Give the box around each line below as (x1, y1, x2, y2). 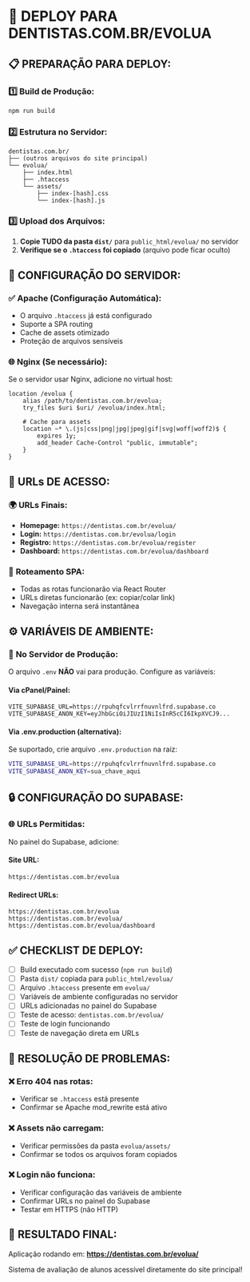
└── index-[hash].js (37, 196, 105, 205)
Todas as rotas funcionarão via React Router (19, 584, 166, 594)
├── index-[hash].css (37, 190, 109, 198)
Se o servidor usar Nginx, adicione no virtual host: (8, 374, 173, 384)
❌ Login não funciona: (8, 1169, 96, 1180)
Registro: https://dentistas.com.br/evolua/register (19, 538, 196, 547)
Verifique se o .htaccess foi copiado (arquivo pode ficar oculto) (19, 245, 231, 255)
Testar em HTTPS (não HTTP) (19, 1204, 118, 1214)
